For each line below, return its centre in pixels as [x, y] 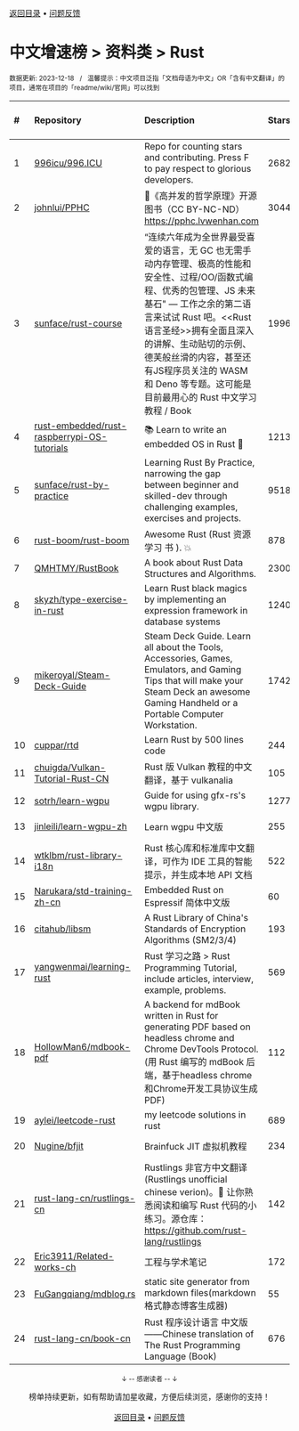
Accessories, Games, [188, 658]
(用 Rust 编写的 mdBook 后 [199, 1061]
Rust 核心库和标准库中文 [195, 848]
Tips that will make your [194, 680]
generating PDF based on [197, 1027]
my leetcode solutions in [195, 1114]
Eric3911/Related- [74, 1256]
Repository [58, 120]
